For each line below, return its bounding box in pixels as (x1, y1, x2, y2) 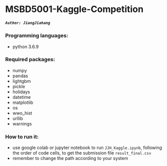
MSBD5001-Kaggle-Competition (5, 4, 144, 15)
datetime (12, 94, 31, 100)
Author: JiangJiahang (5, 20, 51, 26)
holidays (12, 89, 30, 95)
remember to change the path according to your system (12, 155, 128, 161)
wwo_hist (12, 110, 33, 116)
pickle (12, 83, 25, 89)
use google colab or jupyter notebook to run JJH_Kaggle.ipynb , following (12, 144, 162, 151)
